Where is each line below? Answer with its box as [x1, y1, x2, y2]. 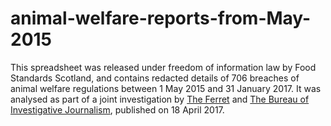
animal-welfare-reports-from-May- [10, 7, 312, 30]
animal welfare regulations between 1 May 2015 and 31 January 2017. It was [10, 82, 322, 94]
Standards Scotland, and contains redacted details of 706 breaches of [10, 72, 300, 84]
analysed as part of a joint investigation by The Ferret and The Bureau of [10, 93, 310, 105]
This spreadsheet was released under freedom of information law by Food [10, 61, 317, 73]
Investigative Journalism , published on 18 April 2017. [10, 103, 225, 116]
